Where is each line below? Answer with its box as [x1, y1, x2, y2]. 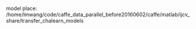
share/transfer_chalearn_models [6, 17, 84, 24]
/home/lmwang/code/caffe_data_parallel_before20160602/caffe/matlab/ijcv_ [6, 11, 190, 18]
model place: [6, 5, 37, 12]
